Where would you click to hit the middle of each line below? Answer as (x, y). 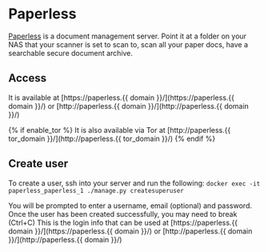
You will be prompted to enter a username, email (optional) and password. (130, 206)
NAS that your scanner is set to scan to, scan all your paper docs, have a (128, 44)
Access (27, 78)
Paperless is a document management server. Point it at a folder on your (127, 36)
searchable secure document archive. (71, 53)
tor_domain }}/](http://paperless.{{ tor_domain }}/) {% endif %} (112, 138)
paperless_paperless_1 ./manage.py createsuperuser (96, 190)
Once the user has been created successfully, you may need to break (123, 214)
